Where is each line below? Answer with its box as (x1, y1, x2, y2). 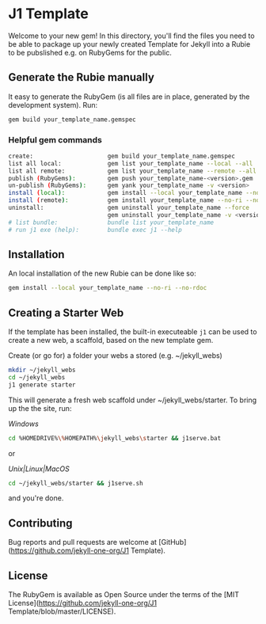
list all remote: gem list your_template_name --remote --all (8, 167, 257, 175)
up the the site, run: (8, 403, 72, 413)
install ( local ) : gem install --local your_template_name (8, 189, 243, 197)
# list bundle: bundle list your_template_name (8, 219, 215, 226)
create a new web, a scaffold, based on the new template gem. (8, 336, 214, 345)
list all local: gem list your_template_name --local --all (8, 159, 253, 167)
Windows (8, 419, 40, 428)
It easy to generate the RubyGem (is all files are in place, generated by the (8, 92, 250, 101)
